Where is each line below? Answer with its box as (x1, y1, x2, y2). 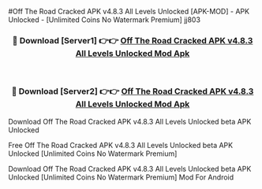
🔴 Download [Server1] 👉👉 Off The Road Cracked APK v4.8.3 (12, 35, 253, 46)
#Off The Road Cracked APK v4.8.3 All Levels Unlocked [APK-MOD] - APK (8, 7, 250, 16)
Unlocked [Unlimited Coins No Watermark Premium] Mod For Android (8, 172, 234, 182)
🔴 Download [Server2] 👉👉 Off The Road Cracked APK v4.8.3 (11, 86, 254, 97)
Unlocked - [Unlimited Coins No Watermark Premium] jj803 (8, 15, 201, 24)
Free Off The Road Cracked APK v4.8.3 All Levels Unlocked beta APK (8, 140, 234, 150)
